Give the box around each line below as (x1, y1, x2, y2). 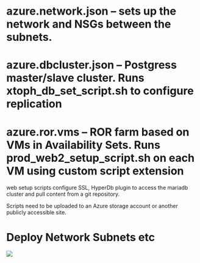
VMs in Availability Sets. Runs (6, 138, 160, 152)
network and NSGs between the (6, 17, 171, 31)
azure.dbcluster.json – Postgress (6, 58, 177, 72)
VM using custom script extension (6, 164, 184, 178)
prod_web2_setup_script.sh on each (6, 151, 195, 165)
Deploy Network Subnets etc (6, 230, 155, 244)
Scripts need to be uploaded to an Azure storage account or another (6, 203, 178, 210)
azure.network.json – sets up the (6, 4, 177, 18)
